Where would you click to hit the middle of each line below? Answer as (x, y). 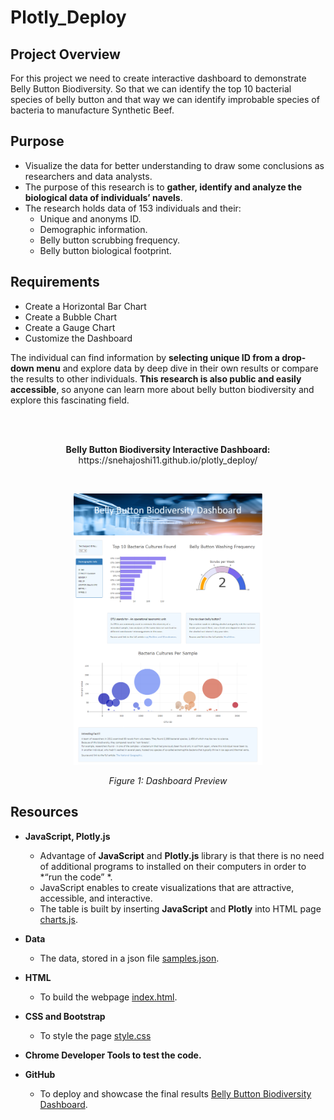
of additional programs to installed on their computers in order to (173, 866)
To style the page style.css (95, 1035)
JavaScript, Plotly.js (67, 836)
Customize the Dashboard (78, 338)
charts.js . (58, 919)
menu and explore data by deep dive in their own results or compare (177, 368)
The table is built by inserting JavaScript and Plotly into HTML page (180, 908)
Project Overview (65, 54)
